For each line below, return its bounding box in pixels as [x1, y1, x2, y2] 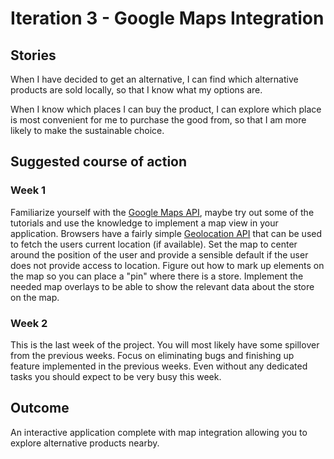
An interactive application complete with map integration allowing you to [10, 426, 308, 438]
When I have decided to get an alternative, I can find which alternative [10, 73, 299, 85]
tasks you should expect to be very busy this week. [10, 370, 222, 382]
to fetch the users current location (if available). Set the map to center [10, 238, 298, 250]
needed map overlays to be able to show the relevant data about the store [10, 280, 315, 292]
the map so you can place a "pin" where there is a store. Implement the [10, 270, 304, 282]
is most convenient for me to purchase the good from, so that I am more [10, 114, 307, 126]
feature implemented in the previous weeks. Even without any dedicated [10, 360, 308, 372]
